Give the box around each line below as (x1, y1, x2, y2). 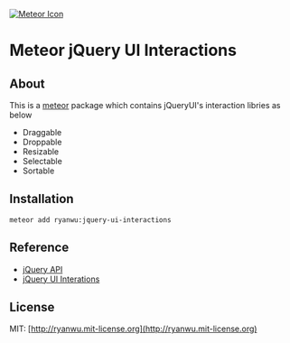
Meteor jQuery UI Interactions (9, 41, 238, 60)
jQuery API (22, 264, 63, 274)
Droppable (22, 136, 62, 147)
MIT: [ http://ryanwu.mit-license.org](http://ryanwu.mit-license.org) (9, 323, 257, 334)
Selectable (22, 156, 63, 166)
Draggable (22, 127, 62, 137)
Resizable (22, 146, 60, 157)
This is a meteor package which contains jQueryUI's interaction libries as (9, 100, 281, 110)
